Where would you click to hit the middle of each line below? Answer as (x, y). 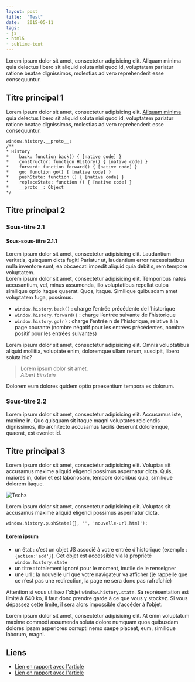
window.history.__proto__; (39, 141)
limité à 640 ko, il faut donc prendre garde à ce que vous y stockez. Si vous (97, 598)
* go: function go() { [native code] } (59, 172)
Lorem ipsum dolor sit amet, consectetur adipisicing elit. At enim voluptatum (98, 615)
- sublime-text (25, 44)
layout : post (22, 11)
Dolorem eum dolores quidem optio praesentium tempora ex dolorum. (90, 386)
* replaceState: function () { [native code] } (69, 182)
